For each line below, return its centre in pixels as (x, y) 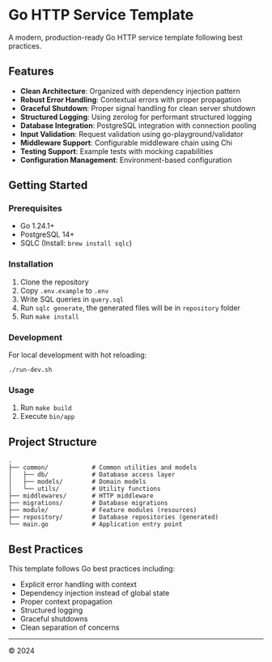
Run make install (49, 316)
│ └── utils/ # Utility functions (85, 489)
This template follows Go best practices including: (92, 568)
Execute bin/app (47, 416)
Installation (31, 264)
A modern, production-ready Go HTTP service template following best (125, 37)
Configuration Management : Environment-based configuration (126, 160)
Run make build (46, 408)
